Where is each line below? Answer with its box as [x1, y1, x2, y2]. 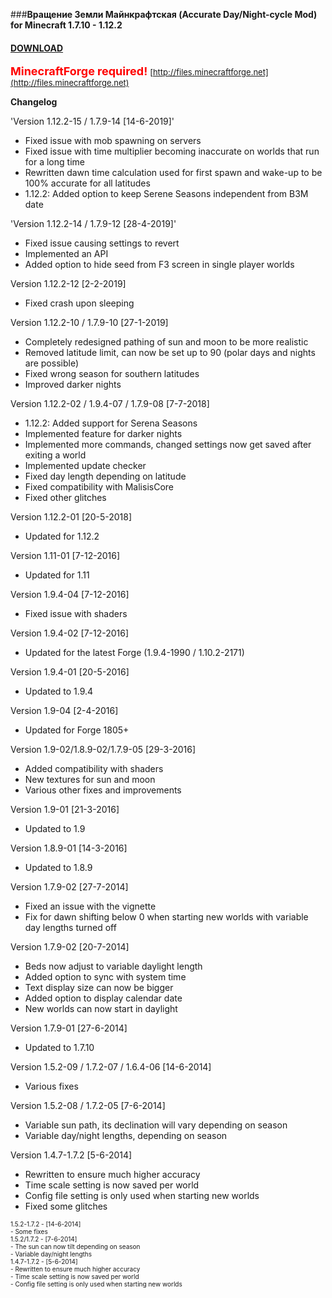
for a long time [24, 156, 85, 168]
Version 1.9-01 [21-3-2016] [10, 804, 120, 816]
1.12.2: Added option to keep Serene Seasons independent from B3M [24, 188, 309, 200]
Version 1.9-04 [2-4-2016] [10, 705, 119, 717]
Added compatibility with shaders [24, 763, 164, 775]
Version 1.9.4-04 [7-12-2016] [10, 589, 130, 601]
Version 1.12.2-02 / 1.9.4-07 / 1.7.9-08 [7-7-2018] [10, 398, 210, 410]
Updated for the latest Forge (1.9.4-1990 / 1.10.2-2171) [24, 647, 245, 659]
